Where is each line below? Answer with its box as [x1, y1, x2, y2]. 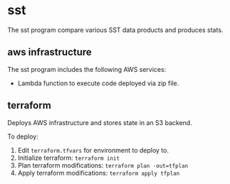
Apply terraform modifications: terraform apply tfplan [17, 168, 180, 177]
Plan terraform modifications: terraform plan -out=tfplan [17, 161, 189, 169]
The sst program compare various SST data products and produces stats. [7, 26, 224, 34]
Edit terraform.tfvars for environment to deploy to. [17, 146, 169, 154]
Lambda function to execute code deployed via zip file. [17, 79, 179, 87]
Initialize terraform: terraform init [17, 153, 120, 162]
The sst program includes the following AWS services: [7, 65, 167, 73]
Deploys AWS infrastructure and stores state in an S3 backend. [7, 118, 192, 126]
